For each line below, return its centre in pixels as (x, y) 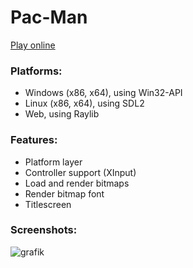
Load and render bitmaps (77, 183)
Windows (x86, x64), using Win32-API (103, 93)
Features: (34, 140)
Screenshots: (44, 230)
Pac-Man (49, 17)
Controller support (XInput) (80, 172)
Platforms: (36, 71)
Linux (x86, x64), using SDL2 (84, 103)
